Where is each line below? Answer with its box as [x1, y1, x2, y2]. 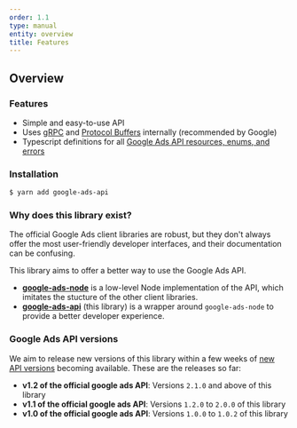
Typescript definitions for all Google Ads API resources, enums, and [21, 136, 270, 147]
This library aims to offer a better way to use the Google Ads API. [9, 266, 246, 276]
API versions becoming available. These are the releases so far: [9, 362, 242, 373]
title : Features [9, 37, 69, 47]
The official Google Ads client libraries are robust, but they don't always [9, 229, 271, 240]
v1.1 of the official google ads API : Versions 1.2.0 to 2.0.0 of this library [21, 399, 286, 409]
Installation [9, 168, 59, 180]
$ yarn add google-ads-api [9, 188, 109, 197]
